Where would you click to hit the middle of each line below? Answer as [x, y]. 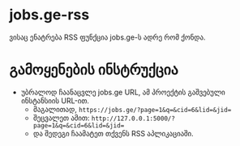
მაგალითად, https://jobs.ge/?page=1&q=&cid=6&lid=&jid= [132, 109]
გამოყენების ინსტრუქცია [94, 70]
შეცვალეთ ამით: [61, 118]
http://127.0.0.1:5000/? [133, 119]
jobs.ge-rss [49, 15]
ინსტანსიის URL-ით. [55, 100]
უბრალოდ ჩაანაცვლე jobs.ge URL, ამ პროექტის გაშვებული [123, 92]
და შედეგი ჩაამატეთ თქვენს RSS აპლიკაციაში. [113, 133]
